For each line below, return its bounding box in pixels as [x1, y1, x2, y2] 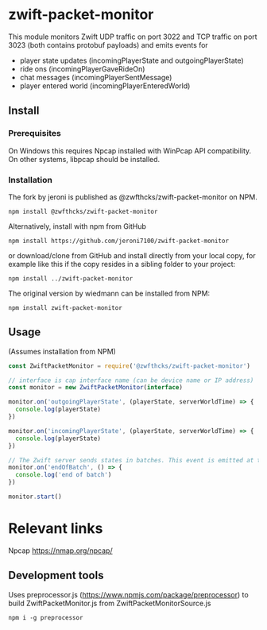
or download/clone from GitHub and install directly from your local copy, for [8, 250, 256, 260]
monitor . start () [8, 493, 62, 501]
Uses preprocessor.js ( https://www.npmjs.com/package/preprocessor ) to [8, 589, 249, 599]
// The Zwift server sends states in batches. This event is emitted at [8, 456, 254, 464]
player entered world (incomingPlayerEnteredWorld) [19, 81, 191, 91]
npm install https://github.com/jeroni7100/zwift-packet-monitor [8, 237, 229, 245]
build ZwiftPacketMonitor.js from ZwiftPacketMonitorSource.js [8, 598, 211, 608]
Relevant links [8, 520, 103, 538]
